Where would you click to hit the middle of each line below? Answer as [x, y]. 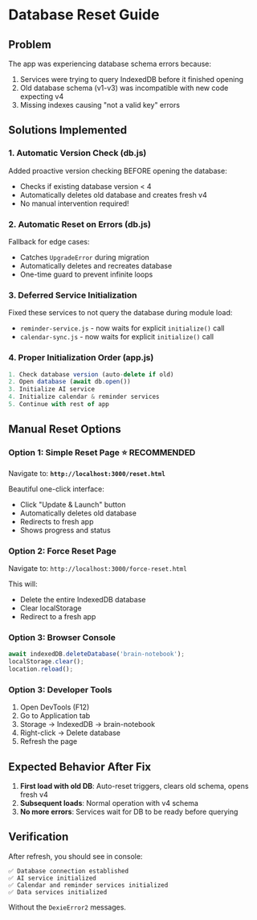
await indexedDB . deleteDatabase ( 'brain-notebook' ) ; [96, 654]
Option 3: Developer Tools [60, 689]
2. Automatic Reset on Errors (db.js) [80, 224]
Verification [39, 837]
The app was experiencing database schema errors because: [110, 64]
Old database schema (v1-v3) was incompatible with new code [124, 88]
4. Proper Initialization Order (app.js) [81, 358]
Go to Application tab [55, 716]
